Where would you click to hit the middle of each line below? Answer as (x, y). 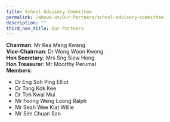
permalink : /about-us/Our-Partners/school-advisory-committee (85, 17)
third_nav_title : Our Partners (45, 28)
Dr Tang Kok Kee (35, 88)
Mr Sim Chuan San (38, 114)
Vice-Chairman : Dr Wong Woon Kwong (55, 52)
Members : (19, 71)
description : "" (26, 23)
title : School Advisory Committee (49, 12)
